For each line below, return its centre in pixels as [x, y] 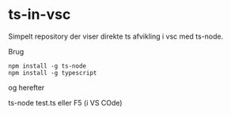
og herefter [27, 87]
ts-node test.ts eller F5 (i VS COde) [65, 102]
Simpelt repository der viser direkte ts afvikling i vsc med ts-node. [116, 36]
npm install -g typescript [53, 72]
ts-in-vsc [40, 15]
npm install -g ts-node [47, 66]
